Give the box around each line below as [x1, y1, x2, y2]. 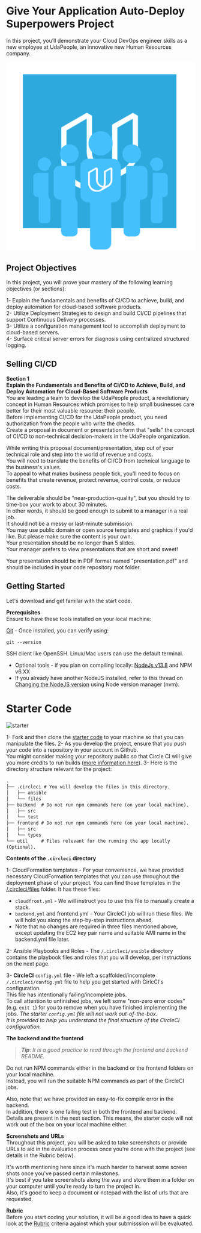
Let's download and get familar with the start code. [6, 597, 133, 604]
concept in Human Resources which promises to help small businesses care [6, 401, 194, 408]
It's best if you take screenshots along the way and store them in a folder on [6, 1176, 194, 1183]
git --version [6, 639, 42, 645]
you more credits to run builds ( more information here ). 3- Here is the [6, 759, 178, 766]
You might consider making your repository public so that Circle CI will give [6, 752, 192, 760]
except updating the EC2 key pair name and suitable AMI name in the [14, 929, 186, 936]
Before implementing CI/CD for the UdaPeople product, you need [6, 413, 167, 420]
